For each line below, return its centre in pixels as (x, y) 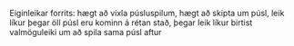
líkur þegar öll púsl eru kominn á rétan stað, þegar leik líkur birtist (131, 23)
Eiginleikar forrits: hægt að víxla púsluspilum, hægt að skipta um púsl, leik (147, 13)
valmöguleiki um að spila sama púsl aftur (86, 32)
